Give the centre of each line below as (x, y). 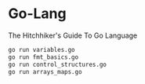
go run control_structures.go (58, 64)
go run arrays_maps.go (45, 71)
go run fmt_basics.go (43, 57)
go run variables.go (42, 49)
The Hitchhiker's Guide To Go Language (73, 35)
